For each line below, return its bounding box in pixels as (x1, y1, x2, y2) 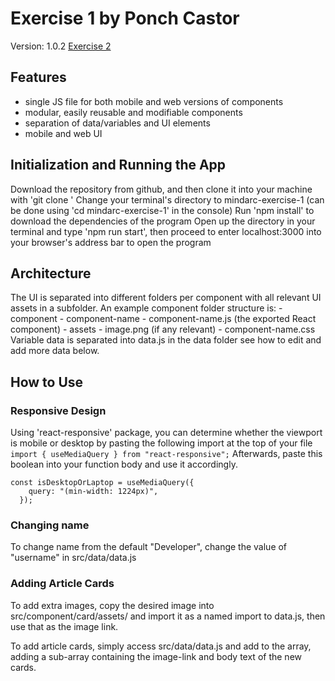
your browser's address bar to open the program (10, 236, 212, 248)
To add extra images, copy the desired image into (10, 599, 215, 611)
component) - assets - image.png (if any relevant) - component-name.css (10, 323, 316, 336)
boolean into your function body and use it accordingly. (10, 458, 238, 471)
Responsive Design (10, 403, 107, 417)
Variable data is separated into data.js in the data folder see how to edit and (10, 334, 322, 346)
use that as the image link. (10, 620, 119, 632)
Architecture (10, 265, 92, 282)
